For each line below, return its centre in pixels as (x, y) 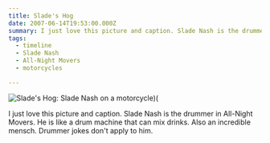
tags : (17, 38)
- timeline (34, 46)
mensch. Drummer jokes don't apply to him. (81, 130)
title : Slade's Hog (41, 16)
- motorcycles (39, 68)
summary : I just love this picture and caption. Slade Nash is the (124, 31)
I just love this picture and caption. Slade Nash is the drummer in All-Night (131, 113)
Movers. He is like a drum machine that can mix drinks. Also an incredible (130, 122)
